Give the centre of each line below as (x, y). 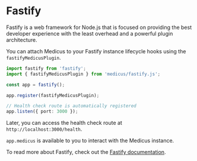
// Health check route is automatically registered (71, 106)
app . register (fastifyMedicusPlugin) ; (53, 95)
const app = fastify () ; (36, 85)
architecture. (22, 40)
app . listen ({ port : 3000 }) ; (42, 112)
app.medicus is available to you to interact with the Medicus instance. (90, 141)
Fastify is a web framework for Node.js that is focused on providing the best (99, 27)
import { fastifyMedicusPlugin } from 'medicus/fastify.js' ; (83, 74)
